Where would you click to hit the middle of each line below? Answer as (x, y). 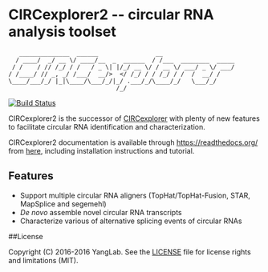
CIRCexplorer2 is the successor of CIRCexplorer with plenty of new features (134, 118)
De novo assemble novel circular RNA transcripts (101, 212)
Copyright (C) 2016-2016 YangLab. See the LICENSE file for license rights (130, 252)
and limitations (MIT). (43, 260)
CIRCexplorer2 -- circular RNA (111, 15)
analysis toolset (62, 32)
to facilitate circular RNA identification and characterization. (107, 126)
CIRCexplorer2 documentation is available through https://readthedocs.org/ (133, 142)
